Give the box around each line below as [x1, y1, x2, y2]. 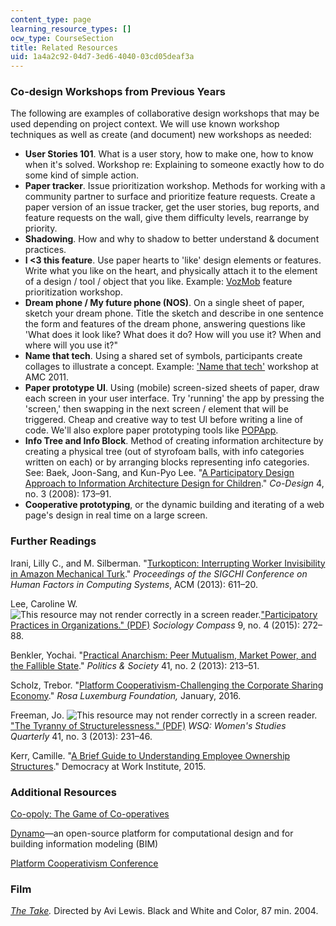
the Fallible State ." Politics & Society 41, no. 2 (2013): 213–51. [10, 659, 260, 671]
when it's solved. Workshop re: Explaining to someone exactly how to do [24, 159, 325, 171]
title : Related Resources [10, 42, 118, 53]
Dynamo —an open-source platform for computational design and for [10, 827, 294, 840]
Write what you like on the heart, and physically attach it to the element [24, 265, 318, 277]
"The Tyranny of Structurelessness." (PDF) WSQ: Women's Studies [10, 719, 287, 731]
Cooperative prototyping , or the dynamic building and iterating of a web [24, 499, 325, 511]
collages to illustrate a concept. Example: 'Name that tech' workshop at [24, 361, 319, 373]
